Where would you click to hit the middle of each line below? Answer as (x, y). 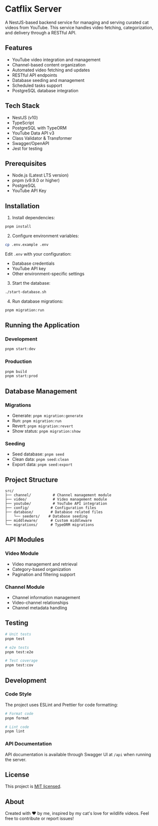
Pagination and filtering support (44, 574)
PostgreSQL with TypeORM (39, 128)
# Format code (19, 713)
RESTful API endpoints (34, 75)
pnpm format (17, 718)
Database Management (41, 391)
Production (18, 361)
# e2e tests (17, 648)
